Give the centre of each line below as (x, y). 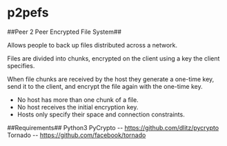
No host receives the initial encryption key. (78, 107)
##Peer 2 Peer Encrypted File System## (65, 32)
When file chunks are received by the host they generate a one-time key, (111, 79)
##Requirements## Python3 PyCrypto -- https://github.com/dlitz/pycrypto (113, 127)
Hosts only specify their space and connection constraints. (101, 114)
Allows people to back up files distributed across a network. (92, 45)
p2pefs (28, 13)
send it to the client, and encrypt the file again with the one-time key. (105, 86)
